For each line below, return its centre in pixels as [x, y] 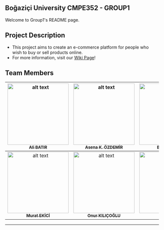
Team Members [29, 73]
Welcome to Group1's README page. [42, 20]
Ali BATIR [38, 147]
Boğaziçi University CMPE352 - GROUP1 [68, 8]
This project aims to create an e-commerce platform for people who [80, 47]
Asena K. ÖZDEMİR [104, 147]
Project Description [35, 36]
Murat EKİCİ [38, 216]
